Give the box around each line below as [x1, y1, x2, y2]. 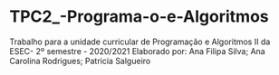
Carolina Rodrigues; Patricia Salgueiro [9, 55, 151, 66]
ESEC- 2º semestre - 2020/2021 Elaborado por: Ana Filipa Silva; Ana [9, 45, 265, 56]
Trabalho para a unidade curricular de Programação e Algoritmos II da [9, 36, 271, 47]
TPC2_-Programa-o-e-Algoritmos [9, 6, 269, 27]
